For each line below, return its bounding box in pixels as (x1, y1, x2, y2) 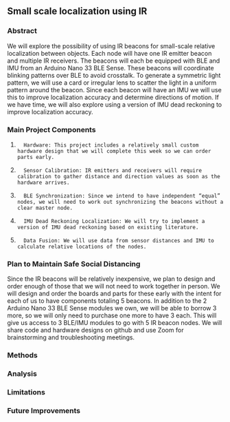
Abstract (7, 26, 38, 36)
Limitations (7, 388, 46, 397)
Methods (7, 350, 38, 360)
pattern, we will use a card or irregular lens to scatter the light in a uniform (7, 78, 217, 87)
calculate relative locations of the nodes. (16, 243, 147, 250)
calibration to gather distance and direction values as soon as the (16, 173, 221, 180)
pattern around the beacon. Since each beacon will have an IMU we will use (7, 85, 222, 94)
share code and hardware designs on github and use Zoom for (7, 326, 184, 335)
